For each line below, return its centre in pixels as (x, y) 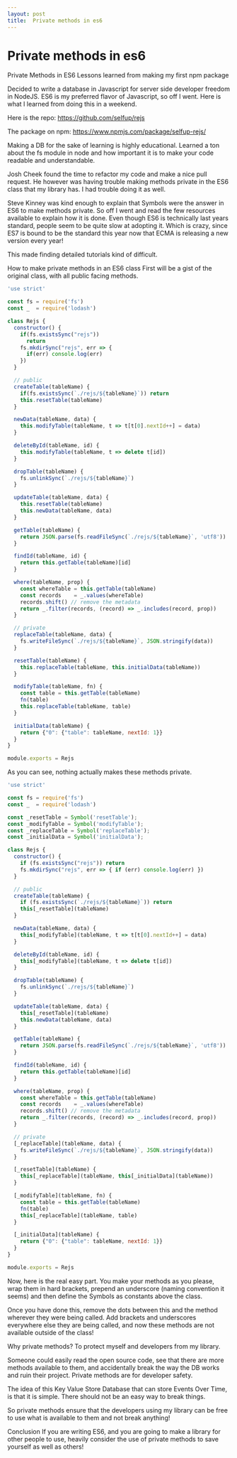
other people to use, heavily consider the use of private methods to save (113, 1439)
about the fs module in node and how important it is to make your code (111, 153)
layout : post (27, 14)
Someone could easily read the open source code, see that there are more (116, 1360)
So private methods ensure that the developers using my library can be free (118, 1410)
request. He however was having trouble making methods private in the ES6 (118, 182)
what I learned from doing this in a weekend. (72, 104)
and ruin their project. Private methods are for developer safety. (100, 1375)
